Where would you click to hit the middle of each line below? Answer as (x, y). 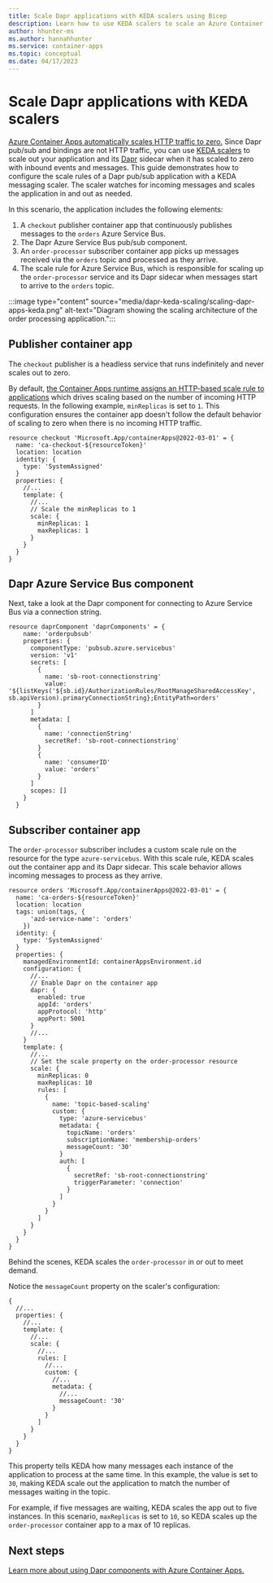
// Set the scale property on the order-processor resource (134, 1062)
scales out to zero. (39, 372)
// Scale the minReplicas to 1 (83, 509)
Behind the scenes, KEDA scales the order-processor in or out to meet (126, 1262)
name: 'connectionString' (88, 734)
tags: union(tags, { (50, 912)
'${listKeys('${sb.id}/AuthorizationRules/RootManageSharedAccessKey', (132, 691)
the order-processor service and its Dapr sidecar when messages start (139, 277)
